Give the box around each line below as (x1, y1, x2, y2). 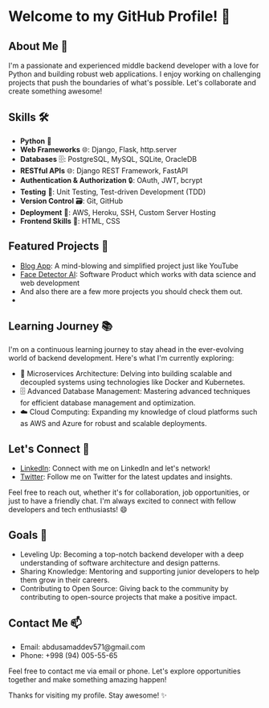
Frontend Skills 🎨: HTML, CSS (19, 216, 120, 226)
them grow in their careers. (19, 575, 110, 585)
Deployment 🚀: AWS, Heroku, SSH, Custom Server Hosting (19, 207, 217, 217)
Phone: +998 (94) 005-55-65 (19, 650, 118, 660)
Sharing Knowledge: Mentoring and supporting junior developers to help (19, 567, 259, 577)
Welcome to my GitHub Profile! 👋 (8, 7, 231, 26)
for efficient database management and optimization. (19, 398, 196, 408)
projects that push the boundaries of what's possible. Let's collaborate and (8, 78, 257, 87)
